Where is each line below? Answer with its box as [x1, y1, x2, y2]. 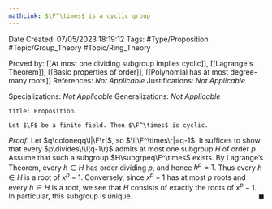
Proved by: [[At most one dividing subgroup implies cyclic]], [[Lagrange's [8, 58, 253, 68]
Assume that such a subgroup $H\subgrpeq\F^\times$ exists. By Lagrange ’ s [8, 152, 264, 162]
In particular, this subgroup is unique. [8, 191, 133, 201]
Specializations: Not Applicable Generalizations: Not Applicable [8, 91, 221, 101]
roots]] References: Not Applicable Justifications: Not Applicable [28, 75, 246, 85]
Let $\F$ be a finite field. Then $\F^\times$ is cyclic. [8, 121, 209, 130]
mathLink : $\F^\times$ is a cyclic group [8, 11, 151, 20]
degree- [230, 66, 258, 77]
